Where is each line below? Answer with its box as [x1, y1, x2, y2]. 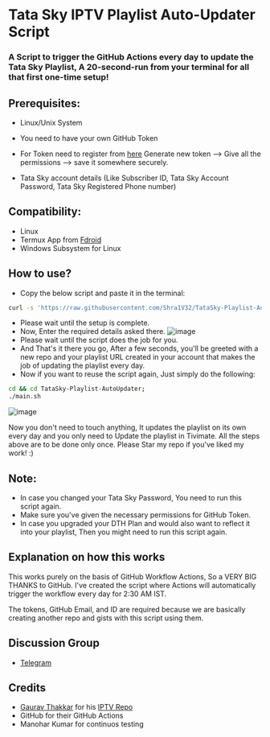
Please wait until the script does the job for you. [19, 336, 178, 345]
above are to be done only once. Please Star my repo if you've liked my [8, 440, 244, 450]
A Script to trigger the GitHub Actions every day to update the [8, 51, 254, 63]
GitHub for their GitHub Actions [19, 710, 124, 721]
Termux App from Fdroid [19, 235, 102, 245]
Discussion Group [8, 636, 100, 650]
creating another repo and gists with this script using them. [8, 613, 204, 623]
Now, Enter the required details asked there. [19, 327, 166, 336]
